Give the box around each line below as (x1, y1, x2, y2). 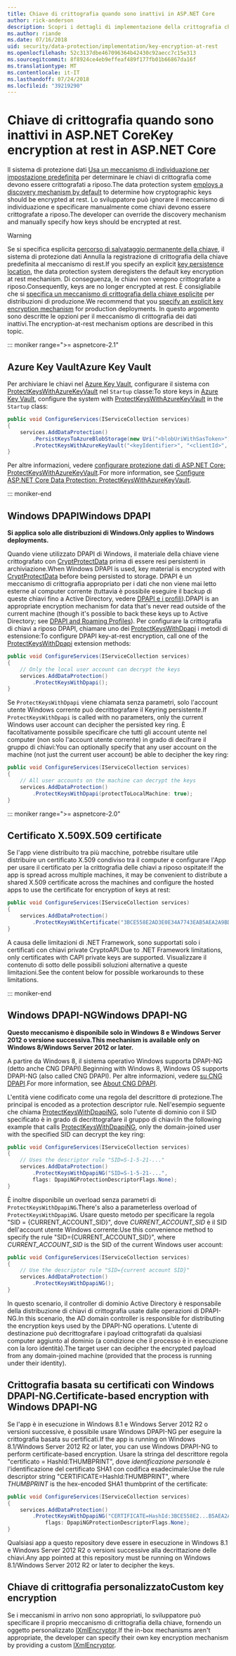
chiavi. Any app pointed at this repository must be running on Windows (7, 1553, 211, 1562)
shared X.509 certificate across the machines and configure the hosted (7, 878, 214, 887)
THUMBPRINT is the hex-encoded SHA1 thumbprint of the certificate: (7, 1480, 209, 1488)
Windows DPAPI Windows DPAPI (7, 510, 151, 522)
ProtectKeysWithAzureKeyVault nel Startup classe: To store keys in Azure (7, 387, 218, 396)
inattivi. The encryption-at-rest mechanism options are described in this (7, 320, 214, 328)
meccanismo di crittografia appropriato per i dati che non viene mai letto (7, 580, 216, 588)
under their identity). (7, 1359, 67, 1367)
